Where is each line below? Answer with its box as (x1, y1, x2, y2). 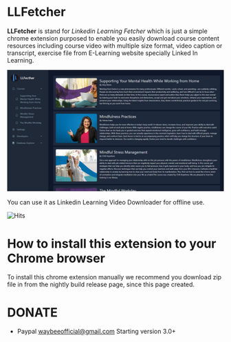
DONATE (7, 304, 58, 320)
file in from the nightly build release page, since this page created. (7, 280, 195, 289)
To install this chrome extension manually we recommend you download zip (7, 273, 222, 281)
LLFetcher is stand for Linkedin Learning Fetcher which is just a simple (7, 27, 208, 35)
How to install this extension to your (7, 235, 217, 251)
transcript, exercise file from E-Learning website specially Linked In (7, 49, 198, 57)
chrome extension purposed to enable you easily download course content (7, 34, 220, 42)
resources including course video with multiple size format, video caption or (7, 41, 223, 50)
